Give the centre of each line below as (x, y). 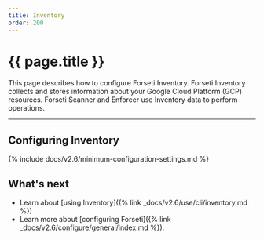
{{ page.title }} (57, 62)
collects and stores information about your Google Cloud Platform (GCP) (125, 92)
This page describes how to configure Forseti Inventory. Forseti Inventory (127, 83)
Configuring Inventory (64, 140)
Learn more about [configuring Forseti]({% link (95, 220)
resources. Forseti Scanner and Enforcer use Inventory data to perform (123, 100)
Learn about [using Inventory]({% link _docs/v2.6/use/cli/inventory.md (133, 203)
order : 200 (26, 23)
